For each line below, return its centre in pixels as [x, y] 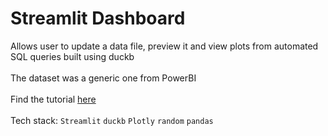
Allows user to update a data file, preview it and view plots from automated [164, 46]
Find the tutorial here [53, 99]
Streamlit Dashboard [98, 18]
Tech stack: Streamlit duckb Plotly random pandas [112, 120]
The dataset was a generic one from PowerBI [103, 78]
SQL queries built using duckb [72, 56]
